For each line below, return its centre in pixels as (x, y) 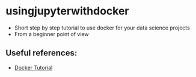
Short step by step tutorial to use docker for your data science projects (102, 28)
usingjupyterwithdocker (68, 11)
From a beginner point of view (51, 34)
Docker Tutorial (33, 67)
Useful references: (41, 53)
